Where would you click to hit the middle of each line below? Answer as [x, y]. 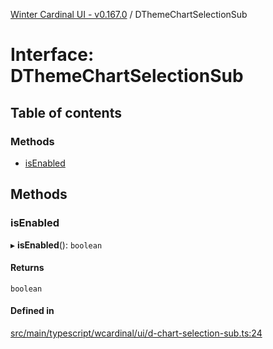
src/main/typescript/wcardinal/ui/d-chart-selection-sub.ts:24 [136, 333]
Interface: [52, 55]
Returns [27, 268]
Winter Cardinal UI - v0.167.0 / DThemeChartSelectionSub [129, 14]
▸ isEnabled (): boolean [56, 245]
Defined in [32, 311]
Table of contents [66, 112]
